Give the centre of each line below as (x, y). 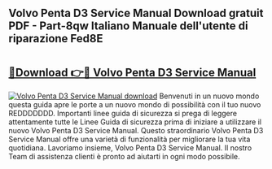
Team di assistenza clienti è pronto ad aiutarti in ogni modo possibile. (124, 156)
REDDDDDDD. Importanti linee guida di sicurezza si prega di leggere (123, 113)
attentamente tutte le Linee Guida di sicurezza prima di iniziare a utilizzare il (135, 122)
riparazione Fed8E (56, 39)
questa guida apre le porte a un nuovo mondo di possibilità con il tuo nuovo (135, 104)
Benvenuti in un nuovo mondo (209, 96)
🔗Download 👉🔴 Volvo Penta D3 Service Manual (132, 72)
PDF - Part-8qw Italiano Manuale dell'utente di (128, 26)
